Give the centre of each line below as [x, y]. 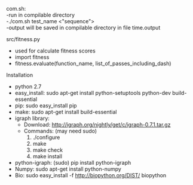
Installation [20, 75]
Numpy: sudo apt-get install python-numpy [68, 169]
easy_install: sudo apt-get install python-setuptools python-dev [93, 93]
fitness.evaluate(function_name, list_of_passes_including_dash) [93, 63]
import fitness [32, 57]
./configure [46, 137]
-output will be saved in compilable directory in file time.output [83, 27]
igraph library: [32, 118]
